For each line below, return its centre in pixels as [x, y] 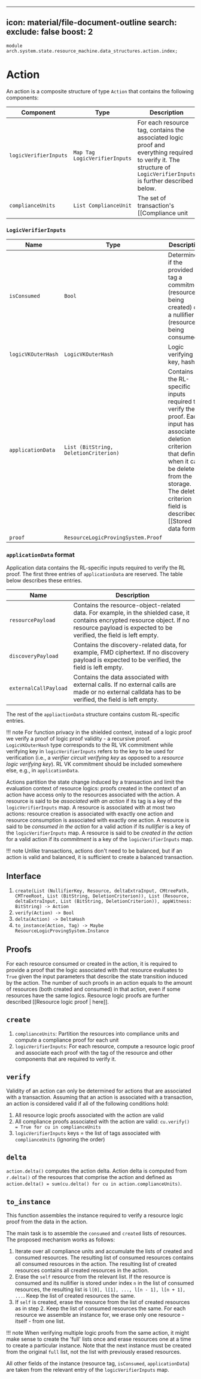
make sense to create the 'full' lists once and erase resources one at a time [99, 1339]
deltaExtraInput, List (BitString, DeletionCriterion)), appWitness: [103, 902]
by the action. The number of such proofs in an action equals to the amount [99, 982]
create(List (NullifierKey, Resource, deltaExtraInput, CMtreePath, [102, 891]
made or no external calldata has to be [127, 692]
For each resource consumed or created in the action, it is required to [92, 963]
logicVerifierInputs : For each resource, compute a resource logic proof [105, 1046]
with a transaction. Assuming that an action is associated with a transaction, [100, 1097]
